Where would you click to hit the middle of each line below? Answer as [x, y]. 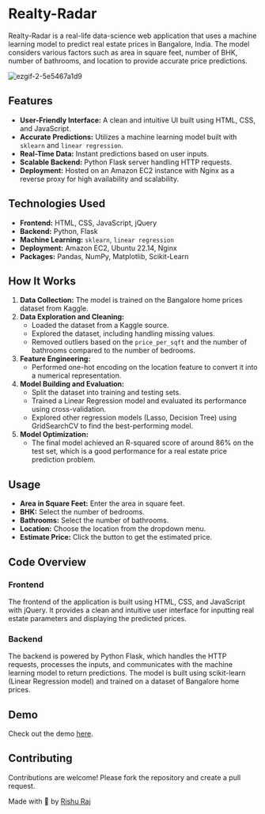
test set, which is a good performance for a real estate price [129, 451]
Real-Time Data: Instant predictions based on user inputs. [114, 153]
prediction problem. [64, 460]
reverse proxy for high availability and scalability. [99, 179]
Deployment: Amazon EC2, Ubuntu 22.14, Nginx [98, 248]
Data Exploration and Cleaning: [72, 317]
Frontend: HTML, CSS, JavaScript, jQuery [88, 223]
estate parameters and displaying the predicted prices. [98, 618]
